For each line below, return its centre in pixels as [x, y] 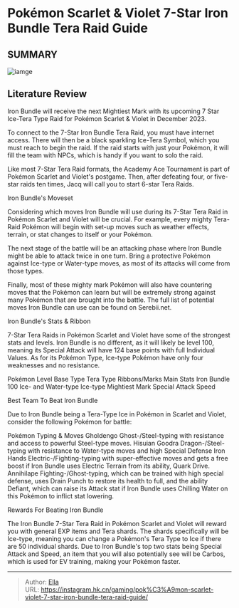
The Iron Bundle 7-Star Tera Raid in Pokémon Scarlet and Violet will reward [117, 523]
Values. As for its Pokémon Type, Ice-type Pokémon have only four [106, 357]
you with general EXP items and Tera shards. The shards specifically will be [118, 531]
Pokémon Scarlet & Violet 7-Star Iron [118, 13]
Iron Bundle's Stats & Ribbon [49, 321]
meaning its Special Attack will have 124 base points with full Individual [111, 350]
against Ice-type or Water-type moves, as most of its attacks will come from [119, 263]
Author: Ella [42, 582]
